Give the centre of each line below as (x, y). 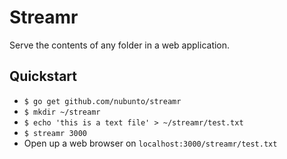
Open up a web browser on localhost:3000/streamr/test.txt (150, 143)
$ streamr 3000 (55, 133)
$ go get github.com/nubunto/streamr (102, 101)
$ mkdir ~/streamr (62, 112)
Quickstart (43, 76)
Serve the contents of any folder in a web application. (120, 45)
